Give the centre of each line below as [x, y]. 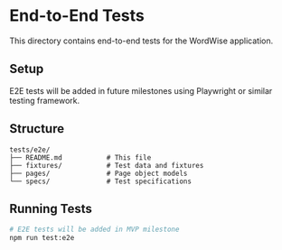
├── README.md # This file [80, 157]
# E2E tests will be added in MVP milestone [94, 230]
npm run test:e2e [42, 238]
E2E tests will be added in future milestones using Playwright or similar [141, 90]
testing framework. [45, 100]
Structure [37, 129]
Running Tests [51, 208]
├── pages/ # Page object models [99, 173]
